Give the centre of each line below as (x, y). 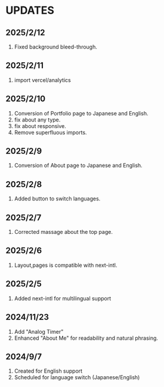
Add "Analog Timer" (39, 331)
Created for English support (48, 371)
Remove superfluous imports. (50, 132)
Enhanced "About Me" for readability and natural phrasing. (86, 338)
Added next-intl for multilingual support (63, 298)
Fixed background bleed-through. (56, 47)
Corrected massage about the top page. (63, 232)
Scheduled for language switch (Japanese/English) (77, 377)
